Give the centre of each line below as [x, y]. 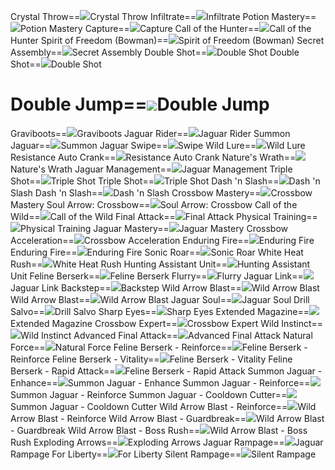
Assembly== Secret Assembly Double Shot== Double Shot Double [155, 52]
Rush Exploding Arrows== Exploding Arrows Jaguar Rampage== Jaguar [167, 442]
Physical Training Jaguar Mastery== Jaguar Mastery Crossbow [154, 228]
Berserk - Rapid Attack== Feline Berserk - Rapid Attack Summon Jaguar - [166, 371]
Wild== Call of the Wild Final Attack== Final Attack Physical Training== [164, 216]
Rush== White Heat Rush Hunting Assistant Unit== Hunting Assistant [160, 264]
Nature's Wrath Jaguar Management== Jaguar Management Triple [151, 169]
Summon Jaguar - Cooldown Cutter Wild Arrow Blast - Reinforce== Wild [163, 406]
